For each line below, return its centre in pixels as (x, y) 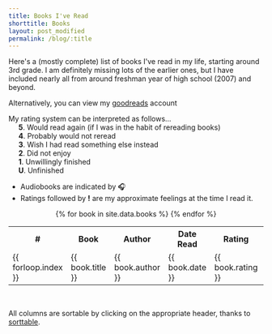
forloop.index (38, 268)
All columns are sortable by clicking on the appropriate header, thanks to (130, 314)
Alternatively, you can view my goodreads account (93, 103)
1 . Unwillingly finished (55, 162)
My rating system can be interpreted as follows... (90, 119)
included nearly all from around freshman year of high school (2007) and (130, 79)
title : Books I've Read (49, 16)
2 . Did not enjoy (45, 153)
